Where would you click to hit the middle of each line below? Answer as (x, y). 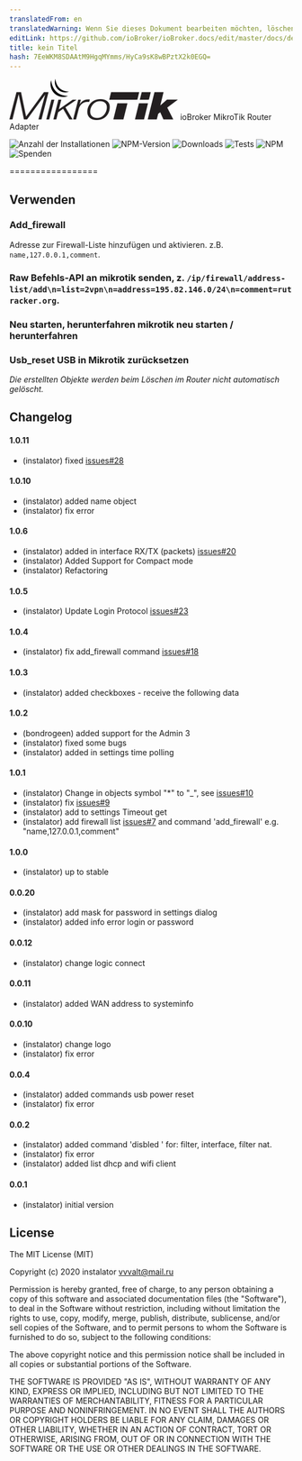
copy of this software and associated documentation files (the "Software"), (148, 1299)
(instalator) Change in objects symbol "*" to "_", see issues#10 (138, 792)
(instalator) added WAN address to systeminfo (108, 1003)
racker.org (33, 301)
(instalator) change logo (67, 1044)
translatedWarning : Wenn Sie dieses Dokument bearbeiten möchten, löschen (152, 28)
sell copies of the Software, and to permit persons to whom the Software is (148, 1328)
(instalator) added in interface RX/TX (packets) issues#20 (129, 551)
